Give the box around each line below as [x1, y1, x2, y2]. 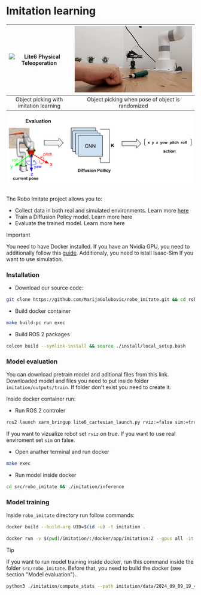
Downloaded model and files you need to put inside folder [6, 377, 149, 385]
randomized [118, 102, 148, 109]
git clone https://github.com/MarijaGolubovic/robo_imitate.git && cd [6, 297, 186, 303]
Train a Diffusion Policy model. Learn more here [14, 213, 133, 220]
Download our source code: [14, 284, 84, 292]
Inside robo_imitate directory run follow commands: [6, 512, 135, 519]
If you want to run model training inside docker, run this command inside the [6, 558, 194, 566]
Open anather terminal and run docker [14, 449, 109, 456]
